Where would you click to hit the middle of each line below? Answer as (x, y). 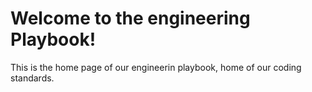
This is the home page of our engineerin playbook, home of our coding (156, 67)
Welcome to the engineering (130, 18)
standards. (32, 78)
